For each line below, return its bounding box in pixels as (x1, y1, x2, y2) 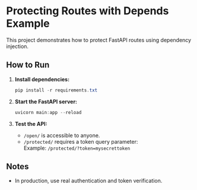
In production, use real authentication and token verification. (14, 177, 163, 185)
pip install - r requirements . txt (14, 87, 98, 93)
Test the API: (14, 120, 47, 127)
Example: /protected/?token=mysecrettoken (23, 144, 131, 151)
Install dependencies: (14, 75, 70, 83)
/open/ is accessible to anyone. (23, 132, 100, 139)
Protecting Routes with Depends (6, 4, 169, 18)
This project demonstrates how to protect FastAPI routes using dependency (6, 36, 192, 43)
